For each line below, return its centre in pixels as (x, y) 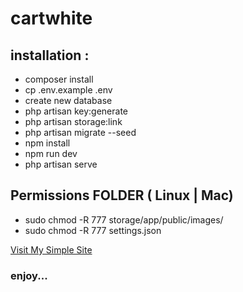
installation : (50, 55)
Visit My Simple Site (51, 249)
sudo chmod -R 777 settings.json (93, 230)
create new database (68, 100)
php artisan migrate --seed (80, 132)
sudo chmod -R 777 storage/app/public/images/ (124, 219)
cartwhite (51, 18)
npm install (47, 143)
